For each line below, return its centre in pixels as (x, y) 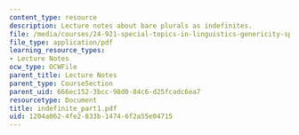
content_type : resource (53, 17)
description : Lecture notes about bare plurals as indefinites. (131, 26)
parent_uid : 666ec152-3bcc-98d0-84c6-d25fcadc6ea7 (105, 91)
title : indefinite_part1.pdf (63, 108)
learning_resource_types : (57, 51)
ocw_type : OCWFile (43, 67)
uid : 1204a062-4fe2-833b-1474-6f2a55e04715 (91, 116)
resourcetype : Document (53, 100)
